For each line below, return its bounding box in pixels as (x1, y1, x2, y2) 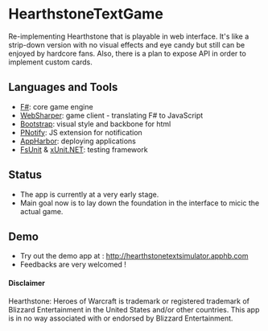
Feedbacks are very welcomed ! (19, 259, 127, 270)
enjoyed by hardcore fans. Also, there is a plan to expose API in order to (8, 48, 247, 58)
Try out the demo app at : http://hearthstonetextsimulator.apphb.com (19, 251, 249, 261)
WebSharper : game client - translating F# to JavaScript (19, 110, 204, 120)
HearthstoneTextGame (8, 5, 163, 23)
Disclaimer (8, 278, 46, 288)
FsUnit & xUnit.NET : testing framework (19, 144, 148, 154)
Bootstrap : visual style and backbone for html (19, 118, 171, 129)
